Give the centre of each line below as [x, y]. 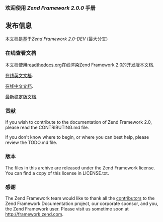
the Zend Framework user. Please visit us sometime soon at [67, 208]
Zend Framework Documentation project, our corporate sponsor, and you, [82, 203]
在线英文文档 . [19, 76]
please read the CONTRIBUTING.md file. [47, 128]
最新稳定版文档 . [21, 97]
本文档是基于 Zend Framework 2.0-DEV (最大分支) [57, 39]
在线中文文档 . [19, 86]
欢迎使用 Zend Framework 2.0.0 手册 [50, 8]
